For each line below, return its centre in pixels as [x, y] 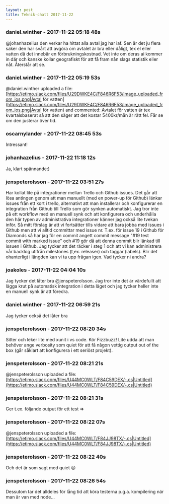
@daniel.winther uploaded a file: [39, 89]
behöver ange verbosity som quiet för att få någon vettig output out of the [82, 345]
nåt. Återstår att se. [26, 64]
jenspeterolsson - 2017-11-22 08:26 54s [56, 480]
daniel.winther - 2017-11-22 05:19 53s [53, 78]
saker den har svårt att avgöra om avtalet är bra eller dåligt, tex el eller [78, 48]
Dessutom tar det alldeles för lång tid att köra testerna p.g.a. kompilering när [85, 492]
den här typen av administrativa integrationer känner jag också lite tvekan [82, 219]
